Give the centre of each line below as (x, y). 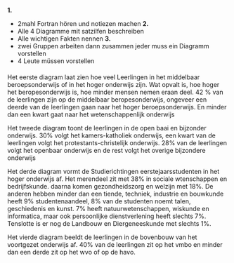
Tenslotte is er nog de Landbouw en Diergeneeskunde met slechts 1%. (109, 223)
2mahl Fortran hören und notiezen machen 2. (83, 23)
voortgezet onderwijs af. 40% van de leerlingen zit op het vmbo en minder (115, 244)
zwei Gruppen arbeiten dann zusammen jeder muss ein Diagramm (113, 46)
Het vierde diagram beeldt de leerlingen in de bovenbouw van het (102, 237)
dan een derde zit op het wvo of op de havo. (71, 252)
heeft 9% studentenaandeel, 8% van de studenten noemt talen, (99, 201)
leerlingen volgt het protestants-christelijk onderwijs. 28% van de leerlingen (117, 142)
